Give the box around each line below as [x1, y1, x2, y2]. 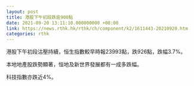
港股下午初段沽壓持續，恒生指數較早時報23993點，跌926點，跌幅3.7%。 [6, 48, 186, 56]
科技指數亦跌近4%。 [6, 73, 57, 81]
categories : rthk [6, 31, 50, 37]
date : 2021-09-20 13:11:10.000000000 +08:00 [6, 20, 119, 26]
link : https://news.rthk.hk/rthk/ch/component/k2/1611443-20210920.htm [6, 25, 188, 32]
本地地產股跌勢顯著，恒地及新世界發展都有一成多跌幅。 [6, 61, 142, 68]
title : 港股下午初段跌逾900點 [6, 14, 73, 20]
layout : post [6, 8, 39, 15]
